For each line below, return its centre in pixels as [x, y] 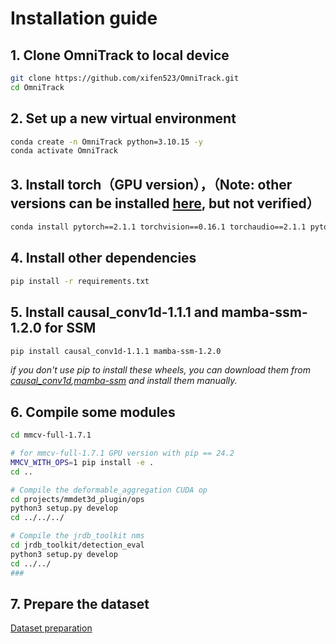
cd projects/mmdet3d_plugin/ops [77, 499]
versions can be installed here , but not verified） [165, 203]
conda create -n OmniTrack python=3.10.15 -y [106, 142]
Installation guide [84, 18]
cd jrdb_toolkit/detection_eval [77, 545]
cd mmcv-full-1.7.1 [51, 435]
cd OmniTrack [37, 87]
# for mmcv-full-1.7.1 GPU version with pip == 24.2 [122, 453]
